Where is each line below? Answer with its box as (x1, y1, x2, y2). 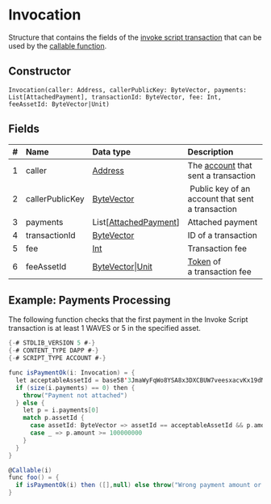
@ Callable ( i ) (8, 466, 52, 474)
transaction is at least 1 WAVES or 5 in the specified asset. (8, 324, 202, 333)
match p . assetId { (23, 414, 85, 422)
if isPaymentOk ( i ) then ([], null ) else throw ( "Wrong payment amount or (15, 481, 262, 489)
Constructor (8, 65, 71, 78)
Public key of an (189, 183, 251, 194)
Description (187, 146, 234, 157)
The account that (187, 159, 252, 171)
